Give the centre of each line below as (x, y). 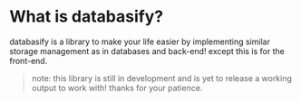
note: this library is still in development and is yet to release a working (162, 78)
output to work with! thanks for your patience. (117, 88)
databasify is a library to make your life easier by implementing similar (140, 42)
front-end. (29, 60)
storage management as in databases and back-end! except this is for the (147, 51)
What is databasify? (87, 17)
